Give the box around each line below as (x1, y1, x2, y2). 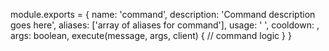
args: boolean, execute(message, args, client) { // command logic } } (10, 30, 292, 41)
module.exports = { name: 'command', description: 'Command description (10, 9, 316, 20)
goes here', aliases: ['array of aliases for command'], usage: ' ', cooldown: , (10, 19, 320, 31)
